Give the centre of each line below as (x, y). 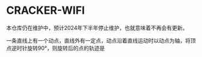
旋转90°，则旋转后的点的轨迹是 (66, 48)
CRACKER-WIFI (46, 10)
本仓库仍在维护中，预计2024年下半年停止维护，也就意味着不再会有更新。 (97, 28)
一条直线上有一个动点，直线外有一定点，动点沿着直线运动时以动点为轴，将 (98, 40)
